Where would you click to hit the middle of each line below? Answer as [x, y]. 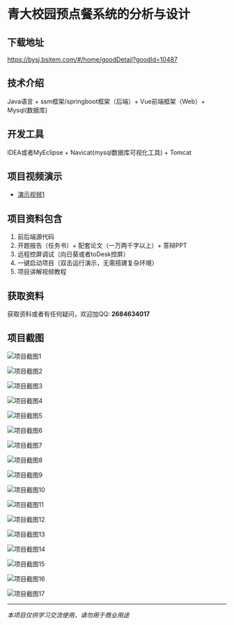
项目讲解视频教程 [42, 272]
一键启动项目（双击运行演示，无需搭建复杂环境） [87, 263]
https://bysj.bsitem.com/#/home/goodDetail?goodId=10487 [92, 59]
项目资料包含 [35, 218]
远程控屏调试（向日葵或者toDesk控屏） [73, 254]
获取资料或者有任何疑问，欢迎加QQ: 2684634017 [79, 314]
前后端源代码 [36, 237]
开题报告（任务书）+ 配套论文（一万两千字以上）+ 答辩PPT [102, 246]
